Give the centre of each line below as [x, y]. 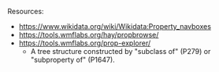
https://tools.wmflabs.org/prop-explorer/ [85, 43]
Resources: [26, 11]
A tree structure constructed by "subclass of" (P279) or [121, 51]
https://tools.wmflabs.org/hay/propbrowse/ [89, 35]
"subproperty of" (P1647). [72, 59]
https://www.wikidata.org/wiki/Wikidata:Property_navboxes [115, 26]
